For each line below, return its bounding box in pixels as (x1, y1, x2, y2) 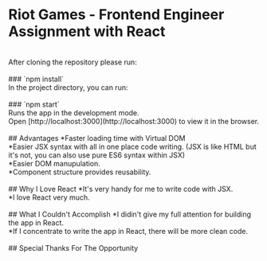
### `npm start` (8, 99, 60, 109)
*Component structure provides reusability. (8, 167, 151, 177)
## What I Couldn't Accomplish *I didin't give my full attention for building (8, 209, 252, 219)
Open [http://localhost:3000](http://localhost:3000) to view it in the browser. (8, 116, 260, 126)
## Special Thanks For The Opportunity (8, 243, 139, 252)
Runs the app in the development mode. (8, 107, 139, 117)
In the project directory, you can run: (8, 82, 128, 92)
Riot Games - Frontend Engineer (8, 6, 225, 24)
